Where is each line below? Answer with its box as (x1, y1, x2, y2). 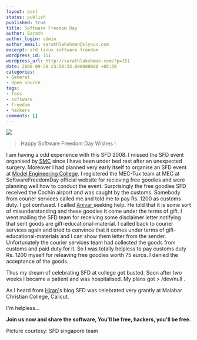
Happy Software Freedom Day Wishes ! (20, 140, 116, 147)
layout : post (6, 8, 38, 15)
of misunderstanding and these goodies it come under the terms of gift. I (6, 207, 182, 215)
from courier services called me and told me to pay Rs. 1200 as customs (6, 195, 181, 202)
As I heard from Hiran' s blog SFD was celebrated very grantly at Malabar (6, 287, 182, 294)
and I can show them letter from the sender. (60, 233, 166, 240)
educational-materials (6, 233, 59, 240)
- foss (6, 91, 22, 97)
